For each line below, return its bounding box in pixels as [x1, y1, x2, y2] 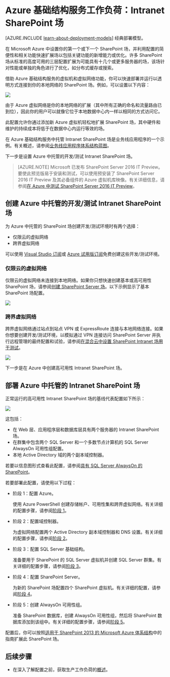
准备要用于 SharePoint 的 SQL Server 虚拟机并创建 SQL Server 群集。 [12, 557, 157, 563]
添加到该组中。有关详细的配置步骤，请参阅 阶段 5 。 [21, 619, 128, 625]
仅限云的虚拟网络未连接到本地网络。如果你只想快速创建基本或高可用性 [5, 277, 152, 283]
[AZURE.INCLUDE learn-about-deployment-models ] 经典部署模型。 [5, 35, 146, 41]
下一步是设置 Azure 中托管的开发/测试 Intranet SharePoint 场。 [5, 153, 136, 159]
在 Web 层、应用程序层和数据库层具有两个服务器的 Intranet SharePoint [12, 427, 159, 433]
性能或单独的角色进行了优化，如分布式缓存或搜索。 [9, 64, 116, 71]
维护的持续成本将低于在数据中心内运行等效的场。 [5, 125, 107, 132]
